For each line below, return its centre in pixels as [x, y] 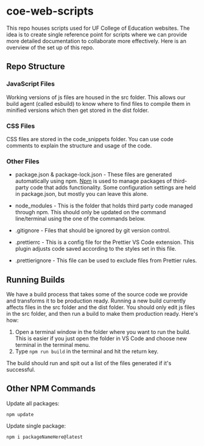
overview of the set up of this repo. [50, 47]
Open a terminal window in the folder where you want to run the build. [103, 332]
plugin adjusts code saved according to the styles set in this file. [96, 249]
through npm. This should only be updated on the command [90, 212]
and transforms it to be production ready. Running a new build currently [96, 301]
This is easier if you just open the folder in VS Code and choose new [101, 338]
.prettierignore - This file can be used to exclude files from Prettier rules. [106, 260]
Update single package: [36, 426]
